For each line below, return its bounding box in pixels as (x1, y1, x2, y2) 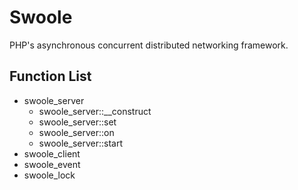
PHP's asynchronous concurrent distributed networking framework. (9, 39, 289, 51)
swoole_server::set (38, 116, 117, 128)
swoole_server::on (38, 126, 115, 138)
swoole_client (23, 147, 81, 160)
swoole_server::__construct (38, 105, 152, 117)
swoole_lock (23, 169, 76, 181)
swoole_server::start (38, 137, 124, 149)
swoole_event (23, 158, 81, 170)
